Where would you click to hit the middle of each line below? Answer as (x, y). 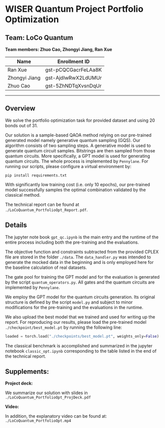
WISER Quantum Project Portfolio (74, 9)
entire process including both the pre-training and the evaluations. (72, 242)
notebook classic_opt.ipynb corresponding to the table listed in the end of (81, 351)
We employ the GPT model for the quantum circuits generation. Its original (80, 297)
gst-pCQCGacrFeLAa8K (73, 70)
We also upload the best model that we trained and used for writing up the (80, 317)
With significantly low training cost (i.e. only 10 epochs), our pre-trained (78, 184)
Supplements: (27, 371)
